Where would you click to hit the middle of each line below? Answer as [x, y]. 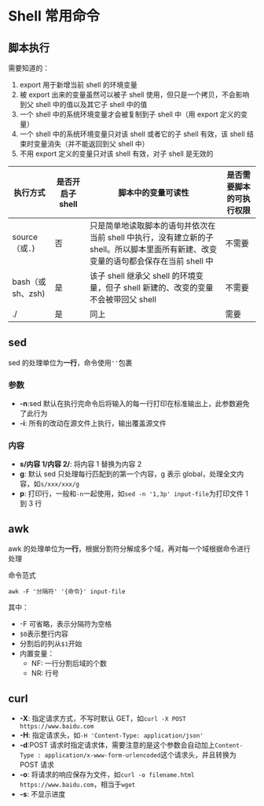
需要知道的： [29, 68]
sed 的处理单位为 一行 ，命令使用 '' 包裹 [70, 362]
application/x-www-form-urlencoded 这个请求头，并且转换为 [141, 755]
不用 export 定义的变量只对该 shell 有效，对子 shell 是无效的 [116, 153]
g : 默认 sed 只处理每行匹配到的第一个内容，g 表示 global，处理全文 [128, 474]
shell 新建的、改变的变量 [168, 288]
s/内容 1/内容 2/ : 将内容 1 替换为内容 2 [81, 464]
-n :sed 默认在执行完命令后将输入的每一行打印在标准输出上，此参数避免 [134, 404]
